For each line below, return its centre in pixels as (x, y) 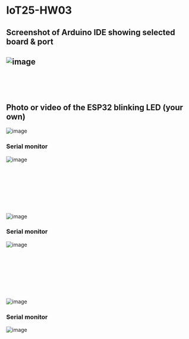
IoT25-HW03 (39, 10)
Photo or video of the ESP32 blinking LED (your (94, 107)
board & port (30, 41)
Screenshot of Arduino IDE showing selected (91, 32)
